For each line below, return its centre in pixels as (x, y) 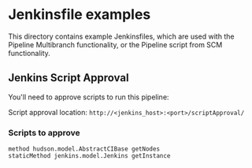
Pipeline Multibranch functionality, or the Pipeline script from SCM (115, 44)
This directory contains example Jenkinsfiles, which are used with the (121, 36)
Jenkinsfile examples (80, 15)
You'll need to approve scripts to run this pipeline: (89, 97)
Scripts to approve (44, 133)
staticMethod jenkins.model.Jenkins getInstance (89, 156)
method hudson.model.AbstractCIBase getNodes (84, 149)
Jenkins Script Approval (69, 78)
